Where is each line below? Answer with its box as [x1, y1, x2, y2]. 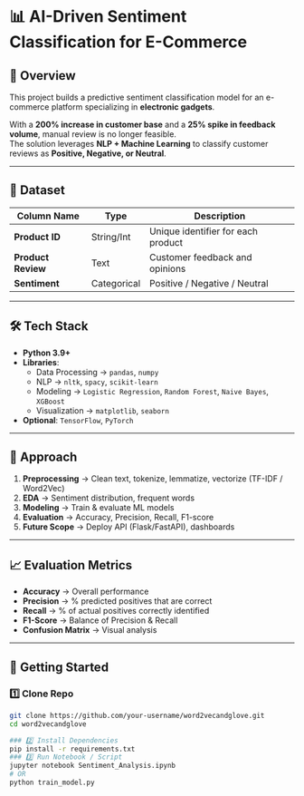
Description [194, 209, 246, 222]
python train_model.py [9, 778, 95, 788]
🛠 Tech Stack [9, 318, 89, 335]
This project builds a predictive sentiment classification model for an [9, 92, 264, 102]
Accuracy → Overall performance [22, 586, 149, 597]
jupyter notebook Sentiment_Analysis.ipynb [9, 762, 176, 771]
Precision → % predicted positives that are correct [22, 596, 213, 607]
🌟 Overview [9, 68, 76, 83]
